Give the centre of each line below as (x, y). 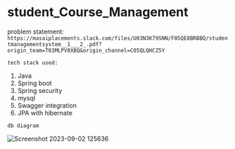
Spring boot (34, 83)
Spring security (40, 90)
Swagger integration (47, 105)
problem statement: (36, 31)
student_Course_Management (98, 12)
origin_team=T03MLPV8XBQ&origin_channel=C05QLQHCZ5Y (86, 50)
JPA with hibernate (45, 113)
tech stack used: (33, 63)
